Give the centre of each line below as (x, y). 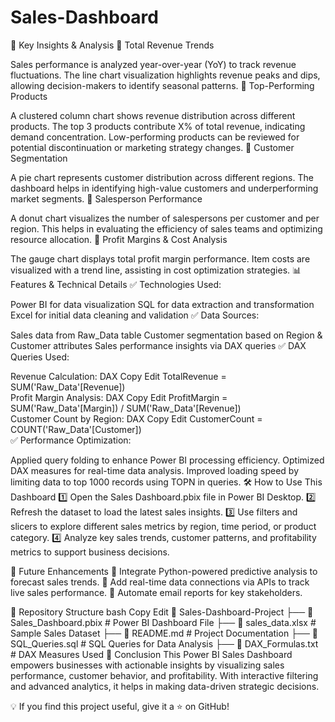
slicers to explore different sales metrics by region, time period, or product (163, 526)
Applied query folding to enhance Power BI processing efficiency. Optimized (167, 460)
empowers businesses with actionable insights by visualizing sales (147, 665)
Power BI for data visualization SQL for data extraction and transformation (162, 304)
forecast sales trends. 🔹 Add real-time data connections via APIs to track (160, 582)
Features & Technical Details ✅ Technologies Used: (116, 284)
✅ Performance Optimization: (71, 440)
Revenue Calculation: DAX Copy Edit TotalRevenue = (118, 376)
